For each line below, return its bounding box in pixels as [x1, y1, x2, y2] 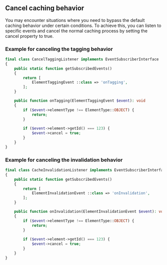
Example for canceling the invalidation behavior [5, 156, 123, 163]
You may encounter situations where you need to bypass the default [5, 17, 145, 23]
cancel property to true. [5, 33, 54, 39]
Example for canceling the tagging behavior [5, 45, 113, 52]
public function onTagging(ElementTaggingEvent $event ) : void [14, 98, 146, 104]
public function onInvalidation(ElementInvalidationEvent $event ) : [14, 209, 157, 214]
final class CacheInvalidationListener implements [5, 168, 112, 173]
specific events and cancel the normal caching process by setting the [5, 27, 148, 34]
